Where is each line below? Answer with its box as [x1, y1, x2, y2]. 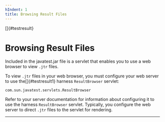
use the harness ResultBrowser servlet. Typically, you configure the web [5, 101, 151, 108]
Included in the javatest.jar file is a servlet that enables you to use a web [5, 58, 151, 64]
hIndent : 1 [5, 7, 27, 12]
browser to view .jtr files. [5, 64, 59, 70]
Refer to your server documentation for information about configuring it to [5, 97, 155, 102]
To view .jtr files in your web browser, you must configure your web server [5, 73, 159, 79]
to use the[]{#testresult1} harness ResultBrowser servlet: [5, 78, 119, 84]
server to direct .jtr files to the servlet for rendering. [5, 107, 113, 113]
